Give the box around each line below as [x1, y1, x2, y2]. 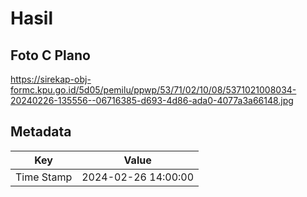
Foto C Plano [10, 47, 91, 64]
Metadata [10, 123, 72, 141]
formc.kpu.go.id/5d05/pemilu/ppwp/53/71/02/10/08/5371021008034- [10, 84, 297, 96]
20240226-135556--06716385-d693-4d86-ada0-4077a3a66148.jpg [10, 95, 294, 106]
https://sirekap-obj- [10, 73, 92, 85]
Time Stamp [15, 170, 73, 184]
